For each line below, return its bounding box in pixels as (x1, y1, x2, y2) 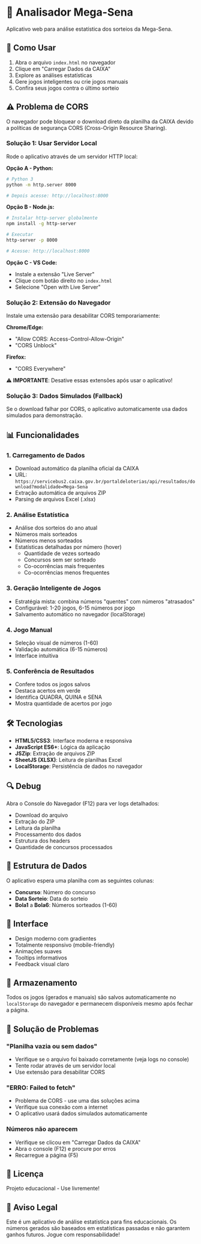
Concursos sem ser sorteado (23, 556, 96, 563)
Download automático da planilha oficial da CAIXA (14, 465, 139, 472)
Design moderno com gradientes (14, 935, 97, 942)
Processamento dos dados (14, 831, 82, 838)
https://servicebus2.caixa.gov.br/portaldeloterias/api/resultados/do (14, 478, 196, 485)
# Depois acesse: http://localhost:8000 (6, 193, 109, 199)
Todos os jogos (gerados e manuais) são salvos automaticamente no (6, 994, 176, 1001)
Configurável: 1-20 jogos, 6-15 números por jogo (14, 604, 136, 611)
